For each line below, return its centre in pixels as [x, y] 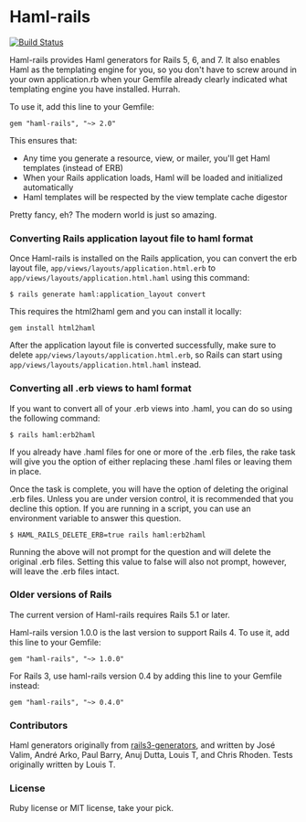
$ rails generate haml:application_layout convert [108, 294]
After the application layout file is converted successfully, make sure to [143, 346]
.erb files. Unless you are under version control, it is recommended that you [152, 498]
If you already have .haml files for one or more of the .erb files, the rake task [153, 452]
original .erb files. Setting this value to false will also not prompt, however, [148, 561]
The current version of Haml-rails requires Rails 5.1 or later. [120, 614]
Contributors [39, 725]
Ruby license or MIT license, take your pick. [91, 808]
